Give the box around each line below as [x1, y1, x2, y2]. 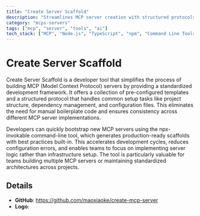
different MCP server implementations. [6, 114, 101, 121]
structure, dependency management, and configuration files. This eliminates [6, 102, 193, 109]
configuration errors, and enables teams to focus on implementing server [6, 145, 186, 152]
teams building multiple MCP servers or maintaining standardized [6, 157, 167, 164]
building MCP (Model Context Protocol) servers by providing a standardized [6, 83, 192, 90]
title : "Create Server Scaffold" [6, 8, 89, 15]
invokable [6, 132, 30, 139]
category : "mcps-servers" [6, 20, 70, 26]
